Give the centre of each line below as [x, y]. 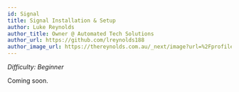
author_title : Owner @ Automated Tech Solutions [81, 34]
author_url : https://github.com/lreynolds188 [76, 40]
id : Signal [23, 14]
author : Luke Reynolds [41, 27]
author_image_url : [34, 47]
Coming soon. [28, 81]
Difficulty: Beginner [36, 67]
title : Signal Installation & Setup [62, 21]
